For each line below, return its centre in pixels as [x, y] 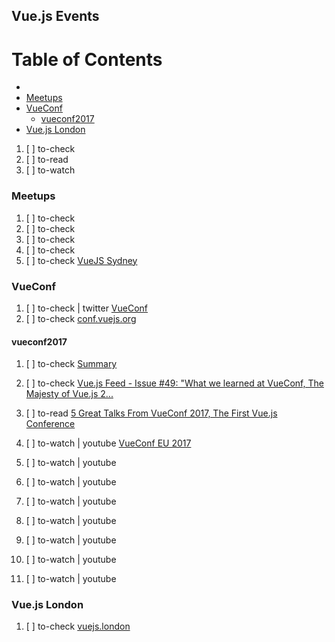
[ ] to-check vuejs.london [78, 626]
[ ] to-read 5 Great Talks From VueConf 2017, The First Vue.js [151, 413]
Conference [50, 424]
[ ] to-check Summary [71, 364]
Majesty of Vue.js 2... [69, 394]
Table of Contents [87, 59]
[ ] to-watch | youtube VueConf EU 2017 [108, 443]
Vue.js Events [55, 16]
